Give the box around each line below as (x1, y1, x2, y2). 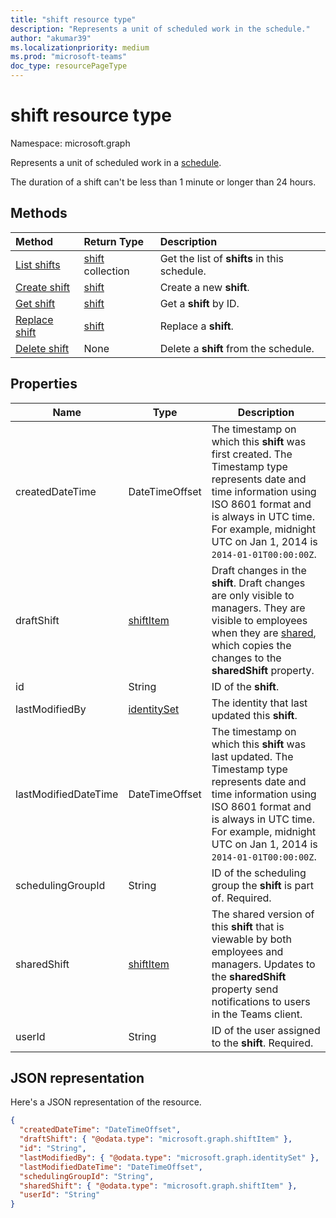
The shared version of (211, 907, 315, 921)
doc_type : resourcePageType (10, 61, 128, 71)
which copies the (211, 638, 292, 652)
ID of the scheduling (211, 866, 307, 880)
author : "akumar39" (10, 33, 92, 43)
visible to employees (211, 613, 308, 627)
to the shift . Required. (211, 1036, 314, 1050)
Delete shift (15, 341, 70, 355)
